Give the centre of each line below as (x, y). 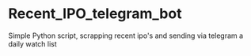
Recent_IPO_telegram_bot (95, 14)
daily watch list (32, 43)
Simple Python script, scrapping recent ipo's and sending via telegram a (126, 35)
